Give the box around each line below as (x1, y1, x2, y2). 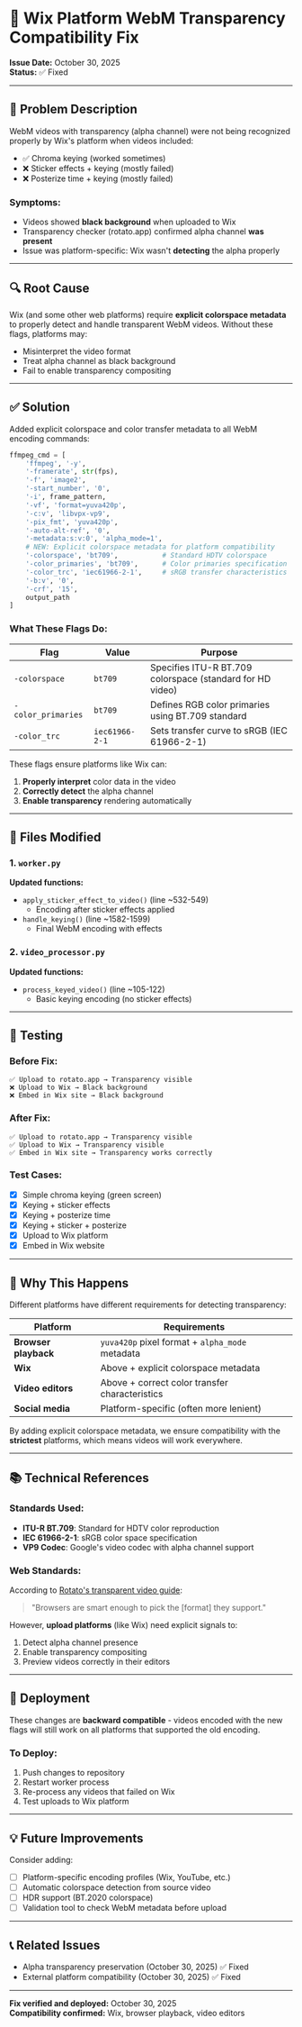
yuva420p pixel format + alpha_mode (100, 1336, 247, 1349)
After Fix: (9, 1112, 51, 1124)
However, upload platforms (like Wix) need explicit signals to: (9, 1620, 238, 1631)
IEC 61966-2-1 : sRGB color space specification (22, 1532, 198, 1543)
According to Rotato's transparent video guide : (9, 1585, 182, 1595)
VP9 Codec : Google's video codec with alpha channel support (22, 1541, 254, 1552)
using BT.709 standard (149, 709, 247, 722)
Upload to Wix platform (22, 1230, 109, 1241)
